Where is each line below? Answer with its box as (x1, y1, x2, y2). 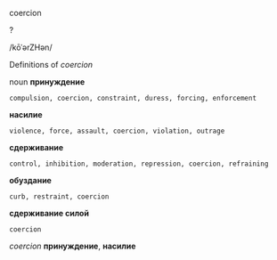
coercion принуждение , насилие (9, 240, 136, 251)
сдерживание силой (9, 208, 89, 218)
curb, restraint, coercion (9, 192, 110, 201)
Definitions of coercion (9, 60, 94, 69)
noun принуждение (9, 77, 86, 87)
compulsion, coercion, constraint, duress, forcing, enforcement (9, 93, 257, 102)
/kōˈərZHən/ (9, 42, 53, 53)
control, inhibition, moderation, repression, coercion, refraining (9, 159, 269, 168)
